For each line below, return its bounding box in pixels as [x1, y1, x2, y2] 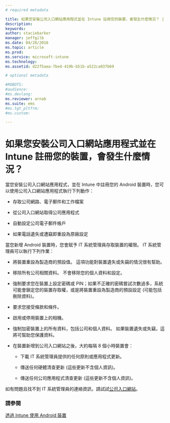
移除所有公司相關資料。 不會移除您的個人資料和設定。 [12, 270, 125, 276]
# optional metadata [5, 73, 49, 78]
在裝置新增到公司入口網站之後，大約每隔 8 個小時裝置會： [12, 343, 134, 349]
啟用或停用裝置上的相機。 [12, 315, 66, 321]
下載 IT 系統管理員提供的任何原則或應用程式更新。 [20, 353, 125, 360]
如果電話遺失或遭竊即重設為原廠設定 [12, 231, 89, 237]
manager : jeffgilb [5, 36, 44, 41]
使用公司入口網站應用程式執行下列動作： [9, 188, 94, 194]
